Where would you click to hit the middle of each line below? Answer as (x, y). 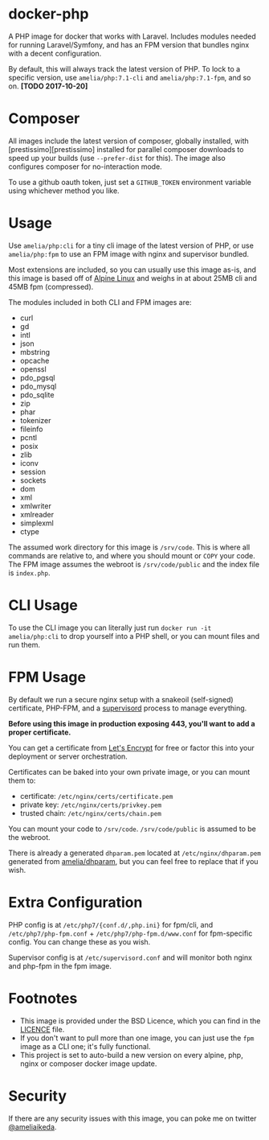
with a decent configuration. (55, 53)
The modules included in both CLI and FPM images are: (100, 302)
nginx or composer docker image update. (88, 1064)
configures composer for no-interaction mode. (85, 167)
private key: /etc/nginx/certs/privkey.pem (91, 805)
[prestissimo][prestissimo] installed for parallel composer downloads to (126, 149)
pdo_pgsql (37, 377)
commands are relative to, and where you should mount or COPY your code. (132, 555)
